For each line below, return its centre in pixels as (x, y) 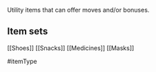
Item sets (28, 31)
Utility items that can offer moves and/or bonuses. (78, 10)
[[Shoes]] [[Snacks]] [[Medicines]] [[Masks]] (71, 48)
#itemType (22, 61)
